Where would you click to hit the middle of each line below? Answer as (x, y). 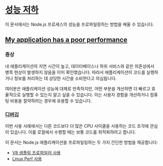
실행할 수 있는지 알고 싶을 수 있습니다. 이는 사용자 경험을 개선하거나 (85, 95)
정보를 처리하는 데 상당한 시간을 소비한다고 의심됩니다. (65, 78)
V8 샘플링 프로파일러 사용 (36, 152)
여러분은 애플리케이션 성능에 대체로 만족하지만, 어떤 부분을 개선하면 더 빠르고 (78, 88)
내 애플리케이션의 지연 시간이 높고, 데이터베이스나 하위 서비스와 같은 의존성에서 (80, 66)
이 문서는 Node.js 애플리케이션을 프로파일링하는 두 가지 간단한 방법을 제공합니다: (81, 142)
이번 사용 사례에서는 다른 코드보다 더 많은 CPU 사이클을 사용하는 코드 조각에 (77, 126)
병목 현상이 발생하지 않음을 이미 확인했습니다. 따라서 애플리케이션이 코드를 (75, 72)
